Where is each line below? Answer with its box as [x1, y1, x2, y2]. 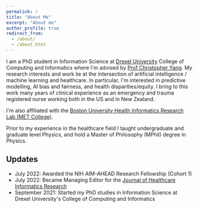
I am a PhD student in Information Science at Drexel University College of [6, 57, 184, 65]
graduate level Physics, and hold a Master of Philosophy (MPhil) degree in [6, 131, 186, 138]
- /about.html [11, 42, 46, 48]
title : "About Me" [6, 14, 51, 20]
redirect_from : [6, 31, 44, 37]
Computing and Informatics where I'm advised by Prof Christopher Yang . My [6, 64, 193, 71]
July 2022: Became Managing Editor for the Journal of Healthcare [14, 176, 176, 183]
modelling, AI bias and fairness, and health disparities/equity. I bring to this [6, 83, 188, 90]
